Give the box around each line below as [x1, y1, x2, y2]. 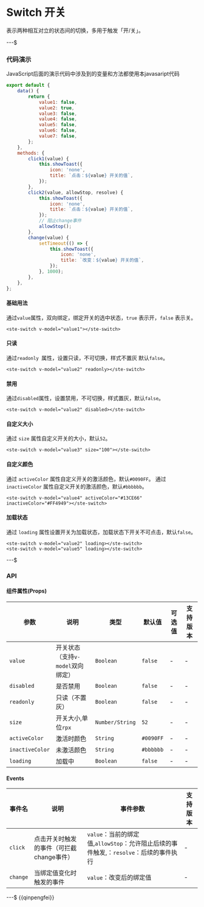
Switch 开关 [6, 5, 66, 19]
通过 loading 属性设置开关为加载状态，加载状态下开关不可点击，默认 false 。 [6, 528, 196, 535]
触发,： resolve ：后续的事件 [93, 848, 172, 857]
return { [28, 93, 50, 100]
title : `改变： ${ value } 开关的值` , [60, 257, 144, 263]
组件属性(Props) [6, 587, 47, 595]
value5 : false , [38, 122, 78, 128]
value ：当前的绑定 [87, 830, 140, 838]
